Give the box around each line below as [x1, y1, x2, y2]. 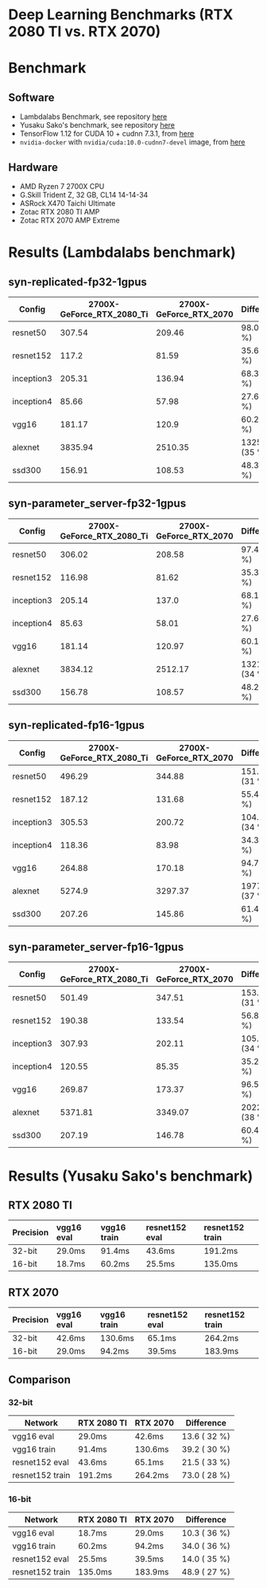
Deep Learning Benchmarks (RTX [8, 6, 234, 24]
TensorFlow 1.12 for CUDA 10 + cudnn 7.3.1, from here [19, 129, 195, 139]
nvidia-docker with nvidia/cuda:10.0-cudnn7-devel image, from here [19, 137, 246, 147]
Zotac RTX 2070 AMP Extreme [19, 215, 121, 225]
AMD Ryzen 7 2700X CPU [19, 182, 105, 191]
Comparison [8, 1373, 72, 1386]
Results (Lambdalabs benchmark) [8, 243, 236, 262]
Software [8, 90, 55, 104]
